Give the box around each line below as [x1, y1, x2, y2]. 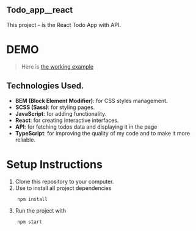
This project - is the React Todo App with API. [6, 21, 121, 28]
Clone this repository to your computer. [15, 178, 114, 185]
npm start [17, 219, 43, 225]
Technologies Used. [6, 81, 84, 91]
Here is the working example [21, 62, 93, 70]
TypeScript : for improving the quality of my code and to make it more [15, 129, 191, 137]
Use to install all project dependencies [15, 184, 112, 192]
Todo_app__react [6, 5, 73, 15]
